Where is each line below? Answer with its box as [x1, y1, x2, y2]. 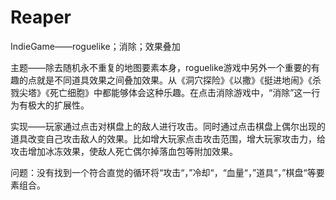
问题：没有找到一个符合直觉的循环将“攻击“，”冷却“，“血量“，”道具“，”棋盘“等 [10, 166, 317, 178]
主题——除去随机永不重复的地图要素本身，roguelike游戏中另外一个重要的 [10, 61, 312, 73]
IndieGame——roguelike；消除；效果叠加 [10, 40, 181, 52]
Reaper [10, 6, 72, 29]
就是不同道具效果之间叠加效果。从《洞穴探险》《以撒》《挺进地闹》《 [36, 74, 313, 86]
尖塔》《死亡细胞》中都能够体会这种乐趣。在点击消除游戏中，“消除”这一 [18, 86, 312, 98]
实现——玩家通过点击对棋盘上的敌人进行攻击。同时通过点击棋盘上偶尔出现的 [10, 120, 326, 132]
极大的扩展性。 [27, 99, 90, 111]
